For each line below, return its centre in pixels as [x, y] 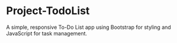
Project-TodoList [48, 11]
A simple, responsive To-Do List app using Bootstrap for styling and [89, 27]
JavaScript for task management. [47, 33]
